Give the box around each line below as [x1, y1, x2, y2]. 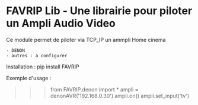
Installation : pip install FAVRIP [6, 63, 79, 70]
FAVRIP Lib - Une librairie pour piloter [6, 4, 193, 18]
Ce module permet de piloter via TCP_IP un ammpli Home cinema [6, 36, 166, 43]
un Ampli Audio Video [6, 17, 116, 30]
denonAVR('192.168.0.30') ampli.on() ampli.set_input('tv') [50, 92, 190, 99]
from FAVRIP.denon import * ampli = [50, 86, 139, 93]
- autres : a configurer [6, 52, 68, 58]
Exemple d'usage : [6, 74, 52, 81]
